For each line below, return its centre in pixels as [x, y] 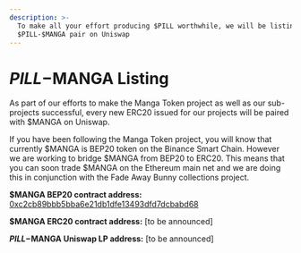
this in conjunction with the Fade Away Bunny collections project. [129, 177]
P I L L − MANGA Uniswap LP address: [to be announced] [112, 239]
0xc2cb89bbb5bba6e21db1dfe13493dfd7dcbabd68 [104, 204]
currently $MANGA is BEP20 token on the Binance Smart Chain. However [145, 149]
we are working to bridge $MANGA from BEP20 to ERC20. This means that [147, 158]
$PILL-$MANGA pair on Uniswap [73, 34]
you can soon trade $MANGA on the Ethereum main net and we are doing [145, 168]
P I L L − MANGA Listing [89, 78]
